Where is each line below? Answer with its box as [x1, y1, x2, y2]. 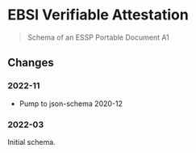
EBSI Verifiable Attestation [7, 6, 189, 24]
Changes [7, 56, 54, 70]
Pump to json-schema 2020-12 [19, 99, 123, 108]
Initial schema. [7, 137, 56, 147]
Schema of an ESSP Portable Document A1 [27, 32, 170, 42]
